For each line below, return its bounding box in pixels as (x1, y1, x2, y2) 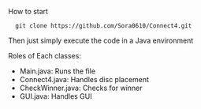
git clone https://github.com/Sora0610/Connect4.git (15, 22, 192, 30)
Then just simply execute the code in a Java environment (8, 36, 194, 45)
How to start (8, 7, 49, 16)
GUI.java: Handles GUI (19, 92, 92, 101)
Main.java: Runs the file (19, 66, 96, 76)
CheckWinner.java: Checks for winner (19, 83, 143, 92)
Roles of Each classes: (8, 51, 81, 60)
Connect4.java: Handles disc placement (19, 75, 150, 84)
